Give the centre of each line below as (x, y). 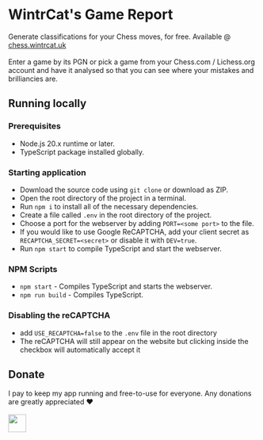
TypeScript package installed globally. (82, 151)
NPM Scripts (33, 269)
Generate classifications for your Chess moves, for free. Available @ (120, 36)
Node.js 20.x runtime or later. (67, 143)
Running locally (48, 103)
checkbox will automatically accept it (80, 350)
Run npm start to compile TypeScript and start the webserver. (120, 248)
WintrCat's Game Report (91, 15)
